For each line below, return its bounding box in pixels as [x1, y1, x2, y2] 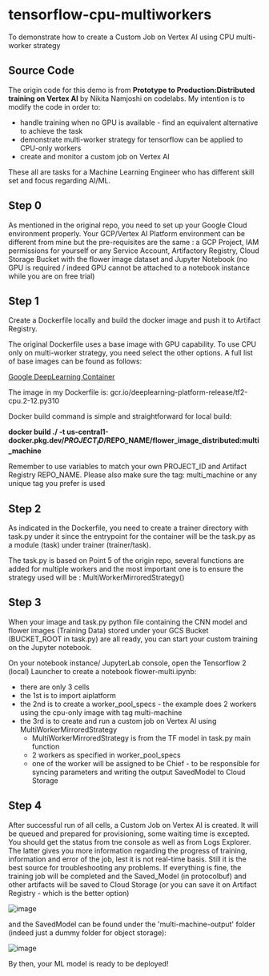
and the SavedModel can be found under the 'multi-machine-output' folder [8, 919, 256, 929]
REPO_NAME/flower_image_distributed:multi [106, 436, 259, 445]
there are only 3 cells [19, 682, 90, 692]
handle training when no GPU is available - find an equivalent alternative [19, 118, 259, 127]
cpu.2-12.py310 [8, 396, 60, 406]
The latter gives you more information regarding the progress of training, [8, 845, 248, 855]
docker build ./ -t [8, 427, 66, 437]
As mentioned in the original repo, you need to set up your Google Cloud [8, 220, 247, 230]
